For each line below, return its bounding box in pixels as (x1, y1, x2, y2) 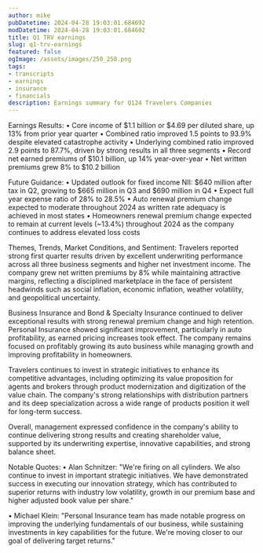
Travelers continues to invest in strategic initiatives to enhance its (8, 365, 220, 375)
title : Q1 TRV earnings (8, 33, 86, 42)
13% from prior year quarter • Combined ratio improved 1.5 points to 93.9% (8, 129, 252, 138)
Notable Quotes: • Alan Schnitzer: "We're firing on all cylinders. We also (8, 463, 241, 472)
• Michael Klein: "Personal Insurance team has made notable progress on (8, 511, 246, 521)
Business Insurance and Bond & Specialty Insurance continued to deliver (8, 308, 243, 318)
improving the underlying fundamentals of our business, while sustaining (8, 519, 244, 529)
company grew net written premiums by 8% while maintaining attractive (8, 268, 241, 277)
